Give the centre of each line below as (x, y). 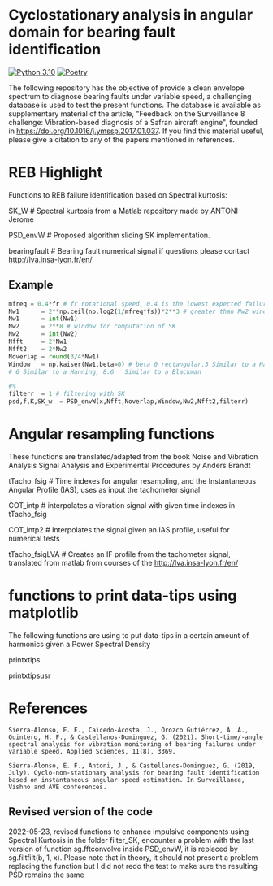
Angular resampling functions (112, 434)
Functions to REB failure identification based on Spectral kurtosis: (118, 195)
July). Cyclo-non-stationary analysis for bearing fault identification (134, 773)
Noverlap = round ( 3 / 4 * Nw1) (54, 356)
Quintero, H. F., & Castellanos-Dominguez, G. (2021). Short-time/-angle (136, 737)
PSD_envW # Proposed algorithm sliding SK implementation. (109, 235)
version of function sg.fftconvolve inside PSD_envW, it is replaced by (123, 849)
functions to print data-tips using (123, 596)
